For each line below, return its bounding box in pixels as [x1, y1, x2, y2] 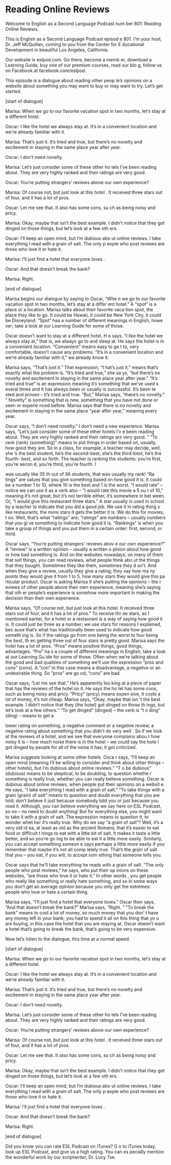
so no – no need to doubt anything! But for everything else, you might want [5, 808, 162, 814]
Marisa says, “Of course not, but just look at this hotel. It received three [5, 605, 155, 611]
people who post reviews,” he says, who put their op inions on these [5, 867, 149, 873]
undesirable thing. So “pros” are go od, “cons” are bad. [5, 670, 121, 676]
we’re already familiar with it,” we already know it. [5, 354, 109, 360]
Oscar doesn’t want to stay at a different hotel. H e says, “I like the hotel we [5, 332, 163, 338]
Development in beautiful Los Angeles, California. [5, 47, 109, 53]
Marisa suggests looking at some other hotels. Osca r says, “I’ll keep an [5, 754, 155, 760]
